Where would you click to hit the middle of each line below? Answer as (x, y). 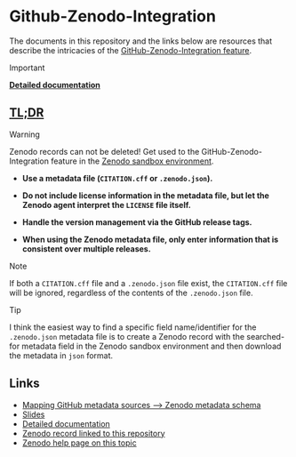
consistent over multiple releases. (86, 249)
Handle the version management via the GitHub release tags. (137, 222)
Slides (33, 414)
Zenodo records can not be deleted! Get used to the (104, 151)
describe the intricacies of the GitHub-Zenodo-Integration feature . (131, 50)
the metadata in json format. (61, 355)
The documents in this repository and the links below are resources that (141, 41)
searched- (266, 336)
